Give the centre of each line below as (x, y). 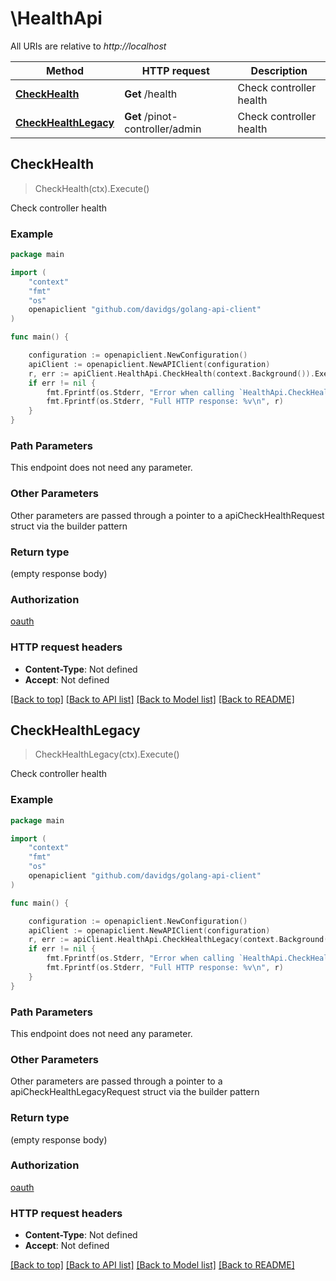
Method (65, 70)
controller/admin (163, 129)
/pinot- (160, 116)
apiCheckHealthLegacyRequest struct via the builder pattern (135, 1092)
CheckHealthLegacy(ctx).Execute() (107, 754)
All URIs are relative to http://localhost (88, 46)
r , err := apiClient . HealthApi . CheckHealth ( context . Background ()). (171, 373)
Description (279, 70)
